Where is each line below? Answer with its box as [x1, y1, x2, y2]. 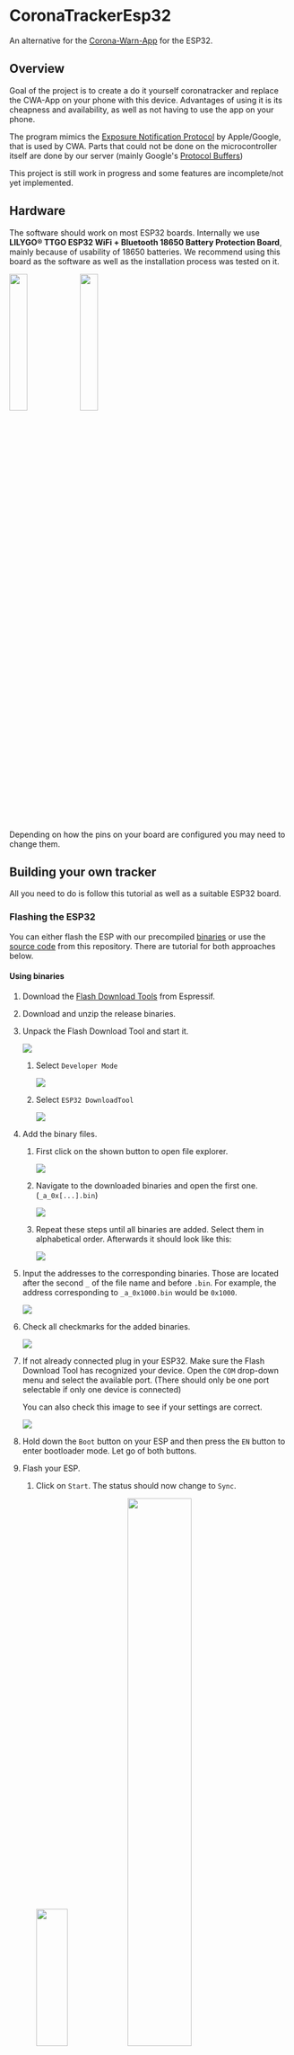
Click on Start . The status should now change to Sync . [35, 1480, 237, 1490]
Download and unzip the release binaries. [22, 1008, 177, 1019]
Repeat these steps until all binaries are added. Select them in [35, 1223, 264, 1234]
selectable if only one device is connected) [22, 1383, 182, 1394]
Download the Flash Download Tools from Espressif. [22, 991, 215, 1001]
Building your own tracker [9, 864, 157, 879]
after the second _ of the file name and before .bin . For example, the [22, 1277, 277, 1288]
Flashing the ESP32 [9, 911, 96, 923]
